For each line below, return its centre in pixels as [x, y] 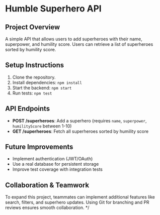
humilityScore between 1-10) [42, 126]
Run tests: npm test [32, 93]
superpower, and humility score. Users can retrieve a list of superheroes [79, 44]
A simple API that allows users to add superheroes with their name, [74, 39]
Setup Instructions [35, 65]
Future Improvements [39, 147]
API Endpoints [28, 109]
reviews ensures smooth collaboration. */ [47, 208]
